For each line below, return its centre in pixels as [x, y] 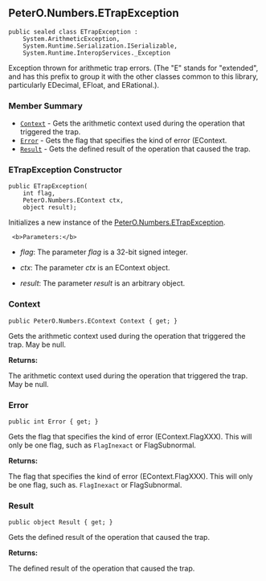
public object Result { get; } [61, 522]
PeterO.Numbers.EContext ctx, [74, 200]
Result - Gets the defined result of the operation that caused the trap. [135, 149]
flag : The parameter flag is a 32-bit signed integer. [104, 252]
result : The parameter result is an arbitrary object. [102, 283]
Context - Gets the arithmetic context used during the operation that [132, 123]
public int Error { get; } [53, 422]
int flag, [39, 194]
